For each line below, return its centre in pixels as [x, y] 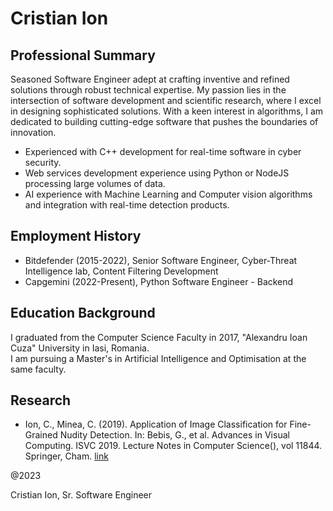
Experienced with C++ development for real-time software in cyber [163, 151]
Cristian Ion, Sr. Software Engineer [81, 495]
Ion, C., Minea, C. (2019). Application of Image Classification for [156, 424]
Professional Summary [83, 55]
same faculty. [38, 369]
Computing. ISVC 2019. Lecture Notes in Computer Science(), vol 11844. [173, 446]
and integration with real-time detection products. [127, 205]
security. [43, 162]
